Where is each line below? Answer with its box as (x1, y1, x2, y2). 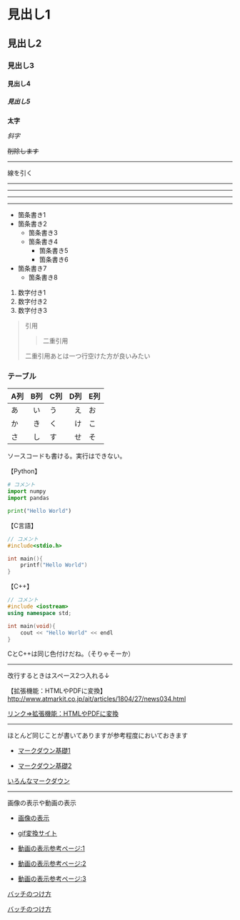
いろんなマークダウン (7, 776, 70, 786)
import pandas (7, 494, 50, 502)
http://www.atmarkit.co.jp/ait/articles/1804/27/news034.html (7, 694, 186, 704)
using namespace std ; (7, 609, 72, 616)
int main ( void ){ (7, 622, 56, 629)
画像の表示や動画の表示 (7, 799, 76, 807)
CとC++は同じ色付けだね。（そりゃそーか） (7, 649, 134, 658)
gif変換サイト (17, 829, 57, 838)
